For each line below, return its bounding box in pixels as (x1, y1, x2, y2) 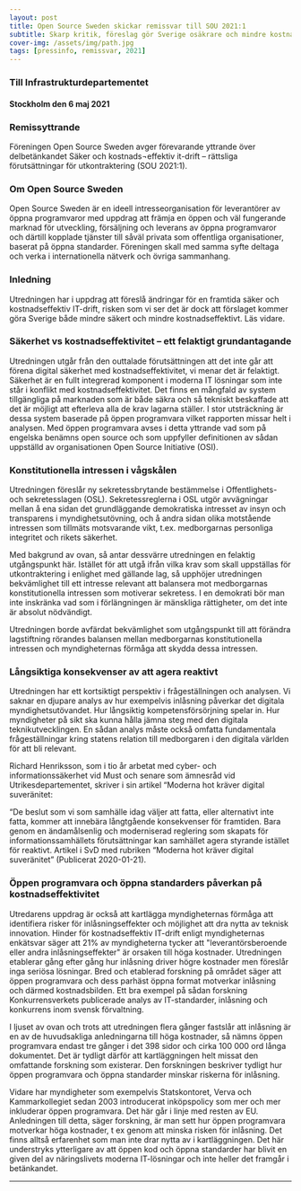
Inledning (9, 273, 52, 286)
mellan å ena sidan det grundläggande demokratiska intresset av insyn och (9, 504, 287, 515)
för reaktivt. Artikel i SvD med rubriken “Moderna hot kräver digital (9, 845, 254, 856)
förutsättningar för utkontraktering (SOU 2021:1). (9, 160, 188, 171)
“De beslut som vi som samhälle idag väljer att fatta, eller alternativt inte (9, 807, 275, 817)
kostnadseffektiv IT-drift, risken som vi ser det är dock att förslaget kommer (9, 303, 288, 314)
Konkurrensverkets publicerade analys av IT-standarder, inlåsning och (9, 994, 269, 1005)
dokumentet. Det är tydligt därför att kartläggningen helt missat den (9, 1050, 259, 1061)
